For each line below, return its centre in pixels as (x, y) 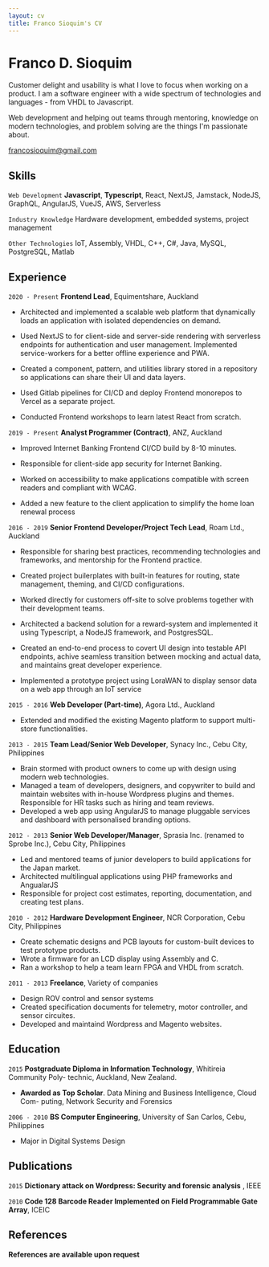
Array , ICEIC (29, 1209)
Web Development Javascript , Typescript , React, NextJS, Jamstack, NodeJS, (134, 195)
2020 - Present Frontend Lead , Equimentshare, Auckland (104, 296)
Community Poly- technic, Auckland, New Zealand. (93, 1077)
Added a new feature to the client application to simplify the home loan (137, 504)
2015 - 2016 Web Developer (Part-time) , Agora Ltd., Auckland (112, 705)
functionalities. (63, 729)
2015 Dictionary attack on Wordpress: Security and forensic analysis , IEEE (135, 1185)
